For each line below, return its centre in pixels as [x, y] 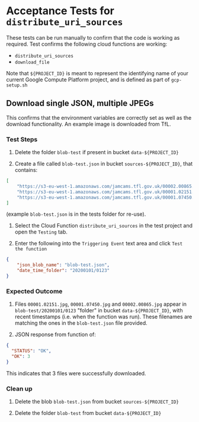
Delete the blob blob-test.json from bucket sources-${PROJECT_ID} [97, 402]
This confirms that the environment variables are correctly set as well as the [99, 117]
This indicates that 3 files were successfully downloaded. [76, 373]
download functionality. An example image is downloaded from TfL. [89, 124]
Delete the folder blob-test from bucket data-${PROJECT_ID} [88, 413]
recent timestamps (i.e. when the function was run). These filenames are [103, 317]
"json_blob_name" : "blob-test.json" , [63, 265]
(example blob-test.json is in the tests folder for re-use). [76, 214]
